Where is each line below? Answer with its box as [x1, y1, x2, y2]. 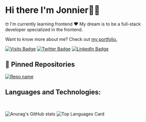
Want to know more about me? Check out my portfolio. [5, 36, 118, 42]
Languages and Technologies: [5, 88, 101, 97]
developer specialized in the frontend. [5, 26, 83, 32]
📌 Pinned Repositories [5, 60, 75, 69]
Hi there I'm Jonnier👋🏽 [5, 4, 100, 16]
